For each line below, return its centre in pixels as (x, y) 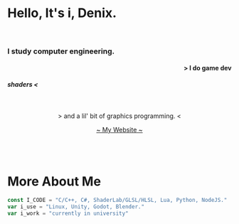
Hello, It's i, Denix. (62, 13)
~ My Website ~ (119, 130)
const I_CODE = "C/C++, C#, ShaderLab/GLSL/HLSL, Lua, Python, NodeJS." (117, 201)
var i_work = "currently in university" (68, 214)
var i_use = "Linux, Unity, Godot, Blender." (76, 207)
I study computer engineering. (61, 51)
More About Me (54, 181)
